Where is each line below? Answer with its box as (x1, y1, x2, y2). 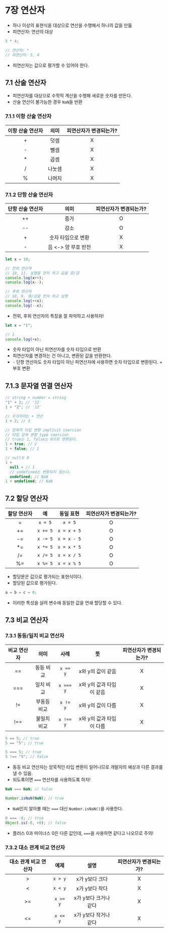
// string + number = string (5, 395, 66, 400)
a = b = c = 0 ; (5, 590, 37, 595)
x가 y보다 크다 (76, 876, 108, 883)
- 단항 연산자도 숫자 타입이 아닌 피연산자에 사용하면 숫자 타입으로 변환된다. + (12, 359, 162, 365)
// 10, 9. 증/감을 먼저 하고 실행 (5, 294, 68, 299)
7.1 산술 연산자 (5, 78, 47, 87)
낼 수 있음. (12, 770, 33, 777)
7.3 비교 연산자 (5, 616, 49, 624)
